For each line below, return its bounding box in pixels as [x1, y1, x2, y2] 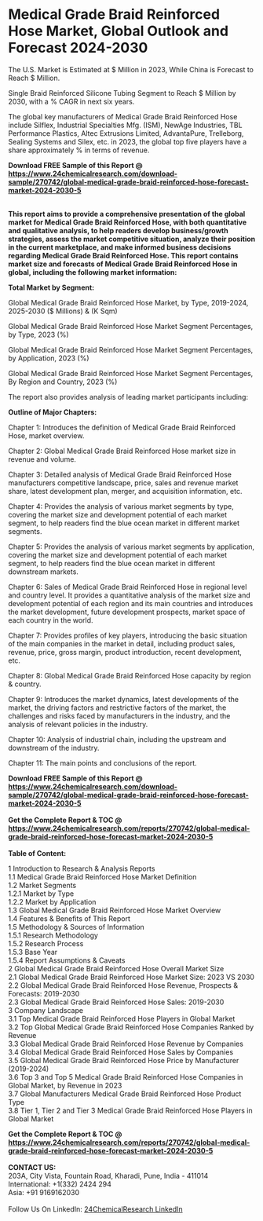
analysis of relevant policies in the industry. [8, 719, 148, 729]
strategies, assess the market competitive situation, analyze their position [8, 234, 256, 243]
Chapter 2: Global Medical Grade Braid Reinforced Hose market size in [8, 446, 236, 455]
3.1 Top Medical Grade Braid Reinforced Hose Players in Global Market [8, 1014, 236, 1023]
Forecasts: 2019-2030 [8, 989, 80, 998]
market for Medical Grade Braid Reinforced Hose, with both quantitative [8, 218, 247, 227]
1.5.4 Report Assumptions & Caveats [8, 956, 126, 965]
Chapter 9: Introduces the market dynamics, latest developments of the [8, 694, 239, 704]
